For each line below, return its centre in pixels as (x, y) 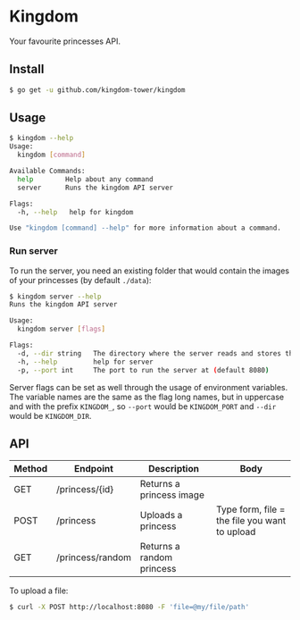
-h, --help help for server (85, 362)
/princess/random (94, 557)
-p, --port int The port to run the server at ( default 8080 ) (143, 370)
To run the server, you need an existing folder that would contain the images (150, 271)
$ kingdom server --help (55, 297)
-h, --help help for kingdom (75, 212)
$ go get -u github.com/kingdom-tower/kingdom (97, 90)
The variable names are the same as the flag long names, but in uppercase (146, 397)
